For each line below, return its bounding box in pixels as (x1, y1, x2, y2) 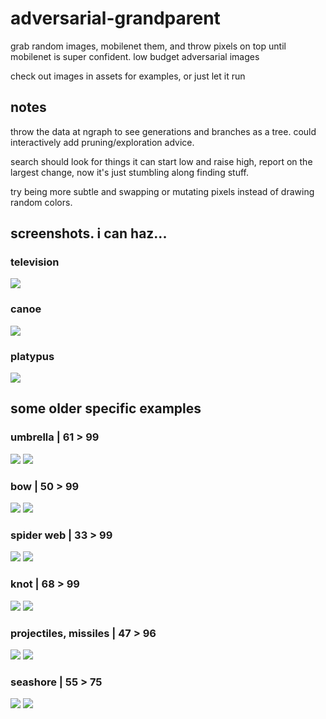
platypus (10, 349, 55, 363)
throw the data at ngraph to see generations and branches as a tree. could (10, 125, 317, 137)
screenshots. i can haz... (10, 225, 168, 242)
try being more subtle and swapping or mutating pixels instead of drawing (10, 185, 315, 197)
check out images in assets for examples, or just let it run (10, 70, 246, 82)
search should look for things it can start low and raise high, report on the (10, 155, 313, 167)
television (10, 255, 60, 269)
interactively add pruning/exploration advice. (10, 136, 195, 148)
